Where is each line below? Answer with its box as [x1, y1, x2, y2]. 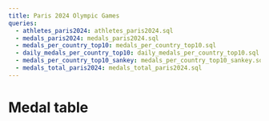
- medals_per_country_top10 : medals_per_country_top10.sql [15, 42, 217, 50]
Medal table [8, 98, 89, 116]
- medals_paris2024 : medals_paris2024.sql [15, 34, 159, 42]
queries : [8, 19, 38, 27]
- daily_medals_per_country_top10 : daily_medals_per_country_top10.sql [15, 49, 260, 57]
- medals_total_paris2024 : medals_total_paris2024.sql [15, 64, 203, 72]
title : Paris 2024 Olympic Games [8, 11, 120, 20]
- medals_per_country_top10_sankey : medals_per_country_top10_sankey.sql [15, 57, 267, 65]
